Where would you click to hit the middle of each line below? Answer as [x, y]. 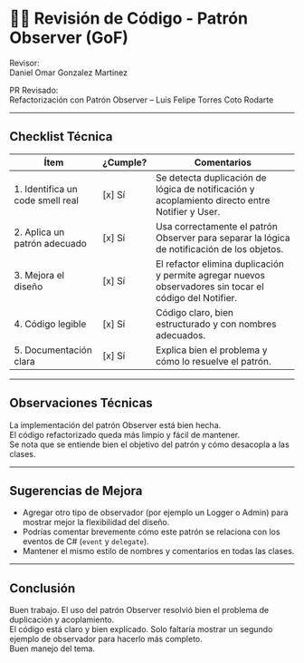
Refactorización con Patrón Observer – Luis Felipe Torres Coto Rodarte [142, 100]
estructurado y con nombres [216, 324]
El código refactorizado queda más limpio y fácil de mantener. [125, 434]
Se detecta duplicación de [211, 178]
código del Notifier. [196, 297]
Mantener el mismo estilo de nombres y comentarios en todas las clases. [158, 551]
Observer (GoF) [69, 38]
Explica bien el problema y [211, 350]
